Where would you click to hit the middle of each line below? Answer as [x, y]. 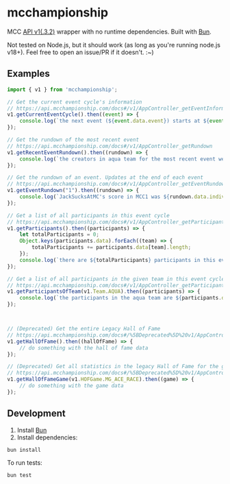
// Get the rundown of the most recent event [73, 140]
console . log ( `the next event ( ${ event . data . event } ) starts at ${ [115, 121]
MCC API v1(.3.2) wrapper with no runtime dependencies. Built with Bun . [110, 32]
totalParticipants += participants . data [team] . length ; [112, 247]
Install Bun [32, 430]
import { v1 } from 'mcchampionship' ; [62, 89]
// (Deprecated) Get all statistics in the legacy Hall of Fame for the [113, 367]
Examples [28, 74]
